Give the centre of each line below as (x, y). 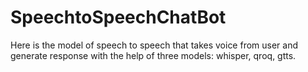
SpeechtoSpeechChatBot (118, 17)
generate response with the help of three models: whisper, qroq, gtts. (153, 55)
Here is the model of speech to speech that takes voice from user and (154, 45)
